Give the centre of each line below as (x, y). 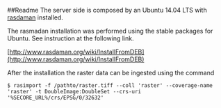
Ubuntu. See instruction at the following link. (71, 38)
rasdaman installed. (35, 17)
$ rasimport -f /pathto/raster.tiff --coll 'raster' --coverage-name (110, 86)
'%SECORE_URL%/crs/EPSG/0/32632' (56, 98)
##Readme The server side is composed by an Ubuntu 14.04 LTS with (107, 10)
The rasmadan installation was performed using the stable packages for (110, 31)
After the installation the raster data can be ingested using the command (111, 73)
